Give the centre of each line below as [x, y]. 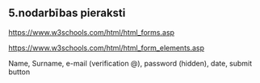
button [19, 72]
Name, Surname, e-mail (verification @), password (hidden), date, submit [130, 63]
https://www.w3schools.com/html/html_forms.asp [92, 32]
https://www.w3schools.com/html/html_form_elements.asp [106, 48]
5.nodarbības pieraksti [67, 13]
